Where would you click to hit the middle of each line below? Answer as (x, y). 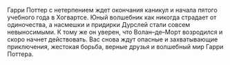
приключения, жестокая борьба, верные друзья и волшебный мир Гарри (115, 47)
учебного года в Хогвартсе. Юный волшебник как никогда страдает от (112, 17)
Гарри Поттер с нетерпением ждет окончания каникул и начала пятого (112, 10)
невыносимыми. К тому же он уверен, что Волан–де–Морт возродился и (115, 32)
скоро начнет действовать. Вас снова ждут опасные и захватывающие (113, 39)
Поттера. (20, 54)
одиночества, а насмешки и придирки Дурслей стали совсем (99, 25)
